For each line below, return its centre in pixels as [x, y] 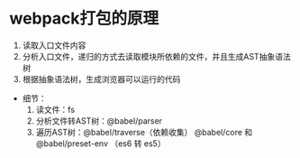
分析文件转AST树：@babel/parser [99, 121]
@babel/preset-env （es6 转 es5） [100, 143]
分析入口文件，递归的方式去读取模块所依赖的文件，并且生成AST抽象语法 [156, 56]
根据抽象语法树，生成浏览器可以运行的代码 [101, 79]
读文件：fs [55, 109]
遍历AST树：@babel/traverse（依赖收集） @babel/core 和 [144, 132]
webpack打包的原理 [84, 19]
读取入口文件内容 [54, 45]
